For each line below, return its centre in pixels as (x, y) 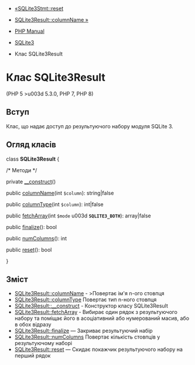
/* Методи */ (22, 170)
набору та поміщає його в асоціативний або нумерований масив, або (102, 318)
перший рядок (32, 356)
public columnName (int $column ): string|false (60, 193)
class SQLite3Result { (33, 159)
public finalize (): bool (32, 227)
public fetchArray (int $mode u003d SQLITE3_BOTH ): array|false (78, 216)
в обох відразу (33, 325)
